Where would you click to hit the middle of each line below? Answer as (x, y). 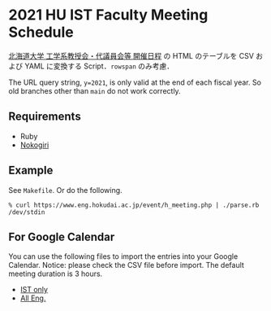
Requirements (45, 117)
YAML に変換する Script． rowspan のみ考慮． (99, 66)
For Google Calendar (62, 237)
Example (31, 171)
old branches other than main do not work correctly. (95, 90)
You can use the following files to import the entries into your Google (123, 256)
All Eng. (33, 298)
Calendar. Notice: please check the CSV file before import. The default (127, 265)
